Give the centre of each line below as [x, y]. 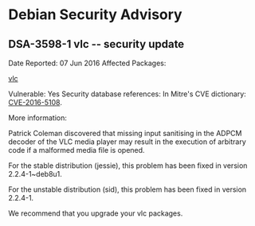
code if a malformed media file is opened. [76, 150]
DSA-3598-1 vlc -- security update [96, 44]
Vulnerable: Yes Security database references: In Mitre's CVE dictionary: [127, 94]
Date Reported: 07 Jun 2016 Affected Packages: [87, 63]
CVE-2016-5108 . [35, 102]
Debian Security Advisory [95, 15]
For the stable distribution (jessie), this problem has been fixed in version [128, 166]
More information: [38, 118]
